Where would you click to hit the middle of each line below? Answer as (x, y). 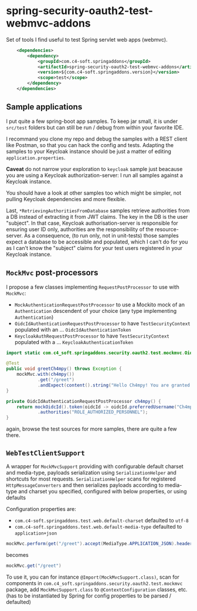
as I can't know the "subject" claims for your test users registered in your (94, 248)
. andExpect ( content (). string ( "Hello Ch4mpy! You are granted (114, 385)
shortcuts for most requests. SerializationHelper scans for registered (91, 479)
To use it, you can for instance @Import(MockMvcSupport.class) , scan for (93, 577)
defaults (16, 498)
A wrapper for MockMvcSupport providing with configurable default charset (95, 466)
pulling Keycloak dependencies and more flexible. (66, 199)
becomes (17, 555)
